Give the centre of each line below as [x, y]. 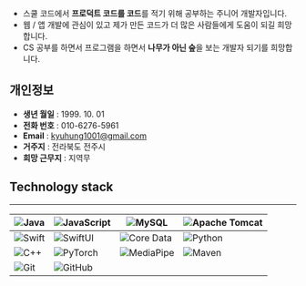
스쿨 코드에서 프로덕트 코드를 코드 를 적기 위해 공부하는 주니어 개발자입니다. [155, 13]
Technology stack [61, 187]
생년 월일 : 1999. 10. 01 [63, 114]
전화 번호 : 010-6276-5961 [71, 125]
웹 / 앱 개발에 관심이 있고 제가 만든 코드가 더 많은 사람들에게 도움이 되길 [149, 25]
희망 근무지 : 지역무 [56, 158]
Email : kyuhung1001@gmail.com [85, 136]
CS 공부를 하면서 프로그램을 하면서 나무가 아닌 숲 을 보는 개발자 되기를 [145, 47]
